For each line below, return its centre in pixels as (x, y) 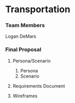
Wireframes (25, 96)
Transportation (38, 9)
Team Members (25, 25)
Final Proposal (23, 49)
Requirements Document (39, 86)
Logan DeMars (21, 36)
